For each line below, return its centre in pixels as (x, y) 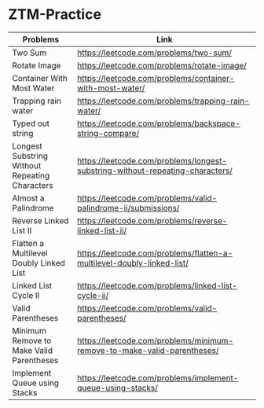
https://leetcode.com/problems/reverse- (152, 220)
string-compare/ (108, 133)
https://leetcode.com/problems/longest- (152, 160)
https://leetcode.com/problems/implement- (158, 377)
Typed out (31, 123)
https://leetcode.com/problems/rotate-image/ (162, 65)
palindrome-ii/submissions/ (128, 208)
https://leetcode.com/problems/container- (156, 78)
